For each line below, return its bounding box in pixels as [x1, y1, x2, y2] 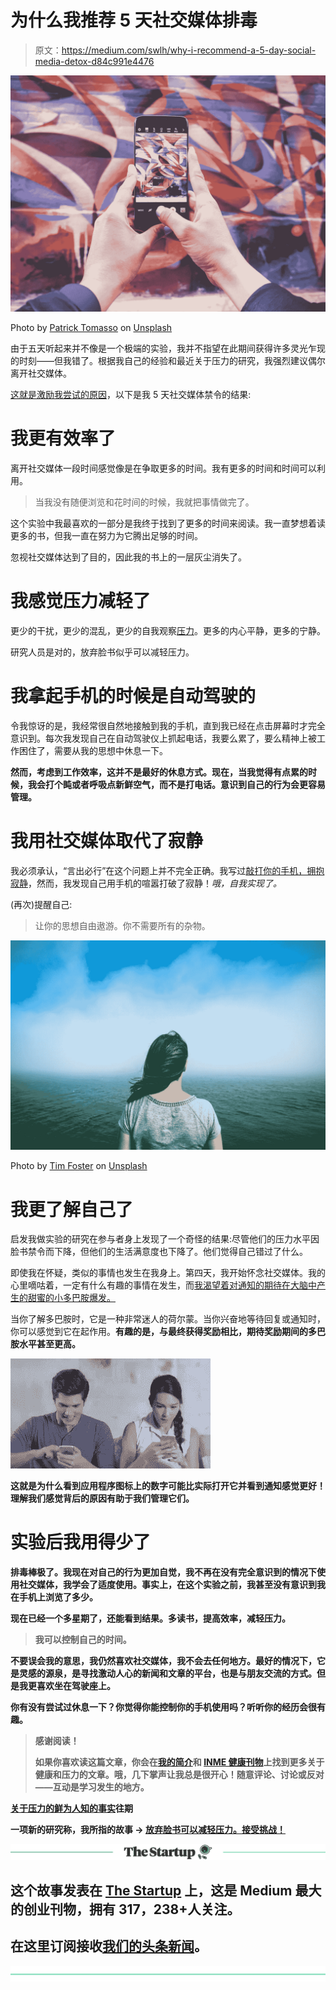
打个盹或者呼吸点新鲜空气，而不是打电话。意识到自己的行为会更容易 [44, 778, 326, 790]
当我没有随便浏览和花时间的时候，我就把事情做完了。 [34, 496, 255, 508]
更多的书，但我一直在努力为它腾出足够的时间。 [10, 529, 203, 541]
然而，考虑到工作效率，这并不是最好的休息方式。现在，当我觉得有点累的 [10, 766, 308, 778]
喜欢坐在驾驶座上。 [36, 1680, 116, 1692]
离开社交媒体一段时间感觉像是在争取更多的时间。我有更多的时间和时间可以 [10, 462, 317, 474]
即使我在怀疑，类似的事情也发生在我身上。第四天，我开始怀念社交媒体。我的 [10, 1267, 326, 1279]
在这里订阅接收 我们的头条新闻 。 [10, 1938, 208, 1955]
